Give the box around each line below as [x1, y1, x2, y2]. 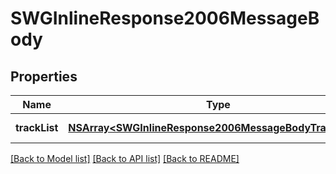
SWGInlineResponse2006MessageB [10, 7, 320, 30]
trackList [15, 121, 59, 134]
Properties [10, 68, 78, 85]
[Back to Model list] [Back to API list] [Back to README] [10, 153, 240, 164]
